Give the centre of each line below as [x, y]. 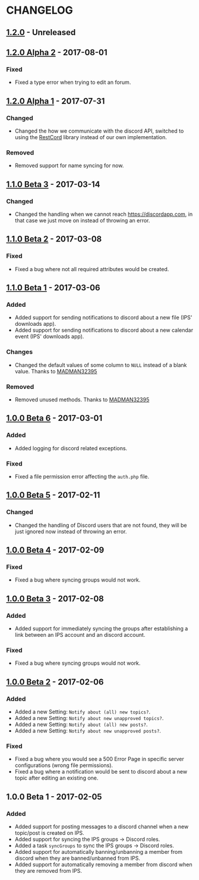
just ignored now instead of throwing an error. [71, 531]
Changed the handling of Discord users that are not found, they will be [101, 525]
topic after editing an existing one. [56, 778]
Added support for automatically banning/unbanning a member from [99, 851]
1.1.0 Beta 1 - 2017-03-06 [53, 288]
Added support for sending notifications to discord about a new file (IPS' [103, 318]
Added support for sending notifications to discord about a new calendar [104, 330]
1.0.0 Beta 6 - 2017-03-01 [54, 418]
